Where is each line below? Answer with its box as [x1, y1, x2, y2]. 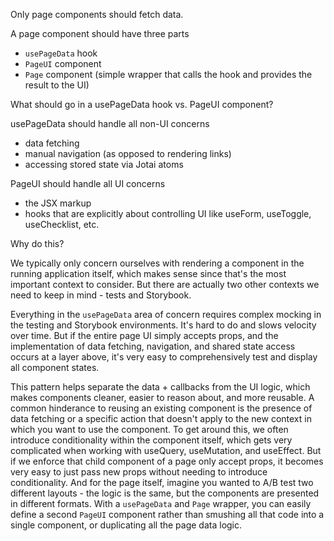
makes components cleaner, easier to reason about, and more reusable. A [10, 392, 315, 403]
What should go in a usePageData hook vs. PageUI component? [10, 99, 274, 110]
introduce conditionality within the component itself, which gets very [10, 434, 293, 446]
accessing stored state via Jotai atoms [24, 159, 184, 170]
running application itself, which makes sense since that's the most [10, 268, 287, 279]
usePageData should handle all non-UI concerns [10, 118, 210, 129]
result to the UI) [24, 79, 90, 91]
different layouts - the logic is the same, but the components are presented [10, 487, 320, 499]
